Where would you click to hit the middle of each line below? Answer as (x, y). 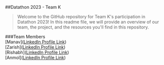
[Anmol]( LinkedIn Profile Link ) (35, 58)
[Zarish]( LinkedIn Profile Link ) (35, 47)
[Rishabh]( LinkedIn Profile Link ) (37, 52)
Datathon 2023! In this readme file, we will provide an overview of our (88, 22)
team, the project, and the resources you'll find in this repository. (83, 27)
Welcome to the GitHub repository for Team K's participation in (81, 16)
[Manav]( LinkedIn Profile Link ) (36, 42)
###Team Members (25, 37)
